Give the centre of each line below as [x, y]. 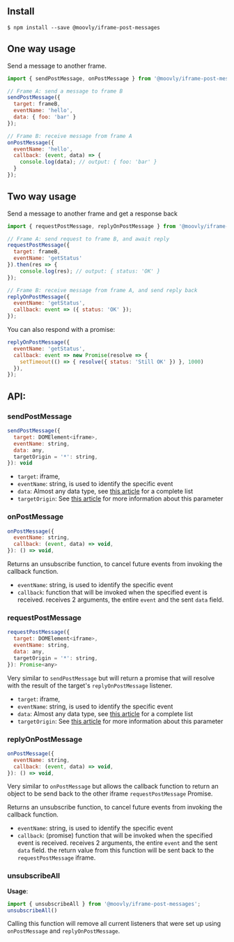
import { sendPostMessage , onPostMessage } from [79, 78]
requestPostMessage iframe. [56, 858]
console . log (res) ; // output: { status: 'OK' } [90, 271]
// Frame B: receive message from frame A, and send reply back [102, 290]
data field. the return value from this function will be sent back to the [116, 851]
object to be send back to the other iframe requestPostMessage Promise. [110, 793]
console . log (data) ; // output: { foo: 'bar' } [88, 162]
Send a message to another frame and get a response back [92, 213]
